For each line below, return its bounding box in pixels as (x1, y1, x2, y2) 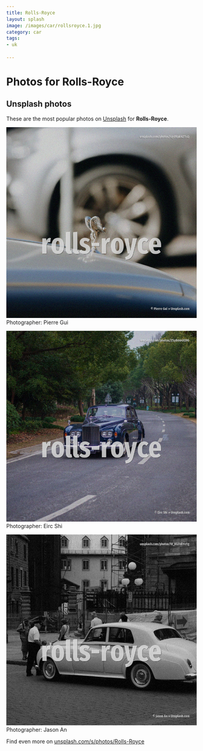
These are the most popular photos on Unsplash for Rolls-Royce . (6, 115, 169, 122)
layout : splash (6, 16, 45, 22)
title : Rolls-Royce (6, 10, 56, 16)
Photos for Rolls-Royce (6, 75, 124, 89)
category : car (6, 29, 42, 35)
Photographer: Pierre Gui (6, 319, 68, 326)
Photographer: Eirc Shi (6, 522, 62, 529)
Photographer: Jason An (6, 726, 68, 733)
